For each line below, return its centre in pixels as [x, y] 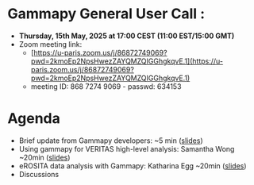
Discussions [39, 174]
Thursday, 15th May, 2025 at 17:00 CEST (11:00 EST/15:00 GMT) [127, 36]
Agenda [34, 119]
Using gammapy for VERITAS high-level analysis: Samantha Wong [127, 148]
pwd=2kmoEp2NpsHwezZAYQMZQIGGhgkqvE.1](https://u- [127, 61]
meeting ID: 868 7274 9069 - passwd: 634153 [106, 86]
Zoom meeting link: [50, 44]
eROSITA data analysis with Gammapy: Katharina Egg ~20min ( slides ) [133, 166]
